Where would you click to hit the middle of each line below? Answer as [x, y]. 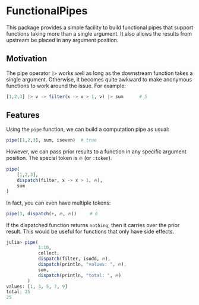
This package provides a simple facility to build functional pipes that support [100, 27]
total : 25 [18, 292]
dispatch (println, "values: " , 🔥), [82, 265]
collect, [49, 253]
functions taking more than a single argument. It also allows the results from [99, 33]
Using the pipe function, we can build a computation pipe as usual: [88, 130]
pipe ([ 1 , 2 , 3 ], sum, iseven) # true [51, 140]
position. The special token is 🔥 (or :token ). [59, 158]
